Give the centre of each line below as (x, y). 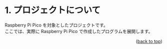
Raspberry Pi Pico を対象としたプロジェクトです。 (56, 25)
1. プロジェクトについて (53, 10)
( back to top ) (149, 41)
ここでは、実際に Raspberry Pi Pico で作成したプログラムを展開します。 (79, 31)
